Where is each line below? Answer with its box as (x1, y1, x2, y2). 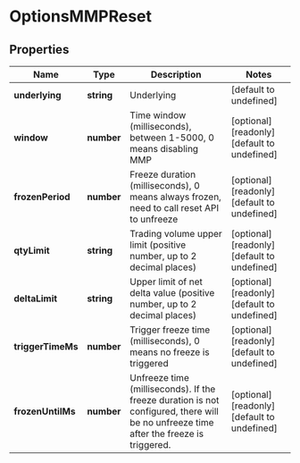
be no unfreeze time (129, 417, 214, 428)
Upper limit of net (129, 275, 203, 288)
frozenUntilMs (13, 405, 76, 417)
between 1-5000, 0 (129, 131, 214, 144)
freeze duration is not (129, 394, 220, 406)
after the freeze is (129, 427, 204, 440)
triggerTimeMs (13, 341, 79, 352)
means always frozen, (129, 190, 221, 203)
